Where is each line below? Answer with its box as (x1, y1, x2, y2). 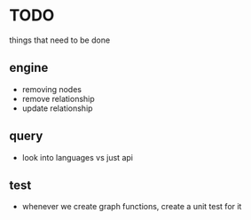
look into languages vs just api (21, 152, 133, 162)
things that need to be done (9, 35, 111, 45)
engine (9, 60, 49, 75)
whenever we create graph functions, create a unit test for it (21, 201, 242, 212)
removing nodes (21, 83, 82, 94)
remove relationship (21, 93, 95, 104)
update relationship (21, 103, 93, 114)
